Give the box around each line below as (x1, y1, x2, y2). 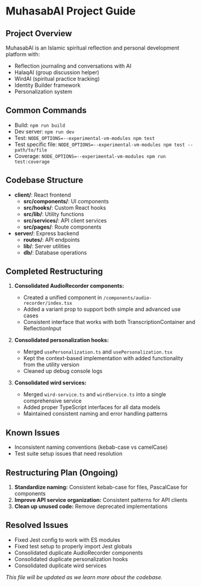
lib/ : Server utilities (23, 243, 70, 250)
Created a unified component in (23, 294, 102, 301)
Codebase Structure (5, 175, 84, 185)
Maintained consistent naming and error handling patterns (23, 410, 168, 417)
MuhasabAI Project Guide (5, 4, 136, 18)
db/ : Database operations (23, 249, 87, 256)
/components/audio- (103, 295, 152, 301)
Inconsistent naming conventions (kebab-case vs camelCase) (14, 443, 168, 451)
